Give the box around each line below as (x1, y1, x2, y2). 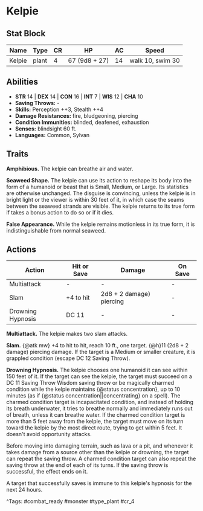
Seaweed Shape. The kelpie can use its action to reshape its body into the (6, 176, 192, 184)
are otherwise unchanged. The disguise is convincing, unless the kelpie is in (6, 189, 196, 197)
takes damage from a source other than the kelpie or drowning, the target (6, 449, 189, 456)
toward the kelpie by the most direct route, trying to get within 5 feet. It (6, 424, 182, 431)
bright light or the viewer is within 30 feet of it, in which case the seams (6, 196, 184, 203)
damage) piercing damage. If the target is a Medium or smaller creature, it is (6, 349, 196, 356)
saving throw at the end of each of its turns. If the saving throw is (6, 461, 169, 469)
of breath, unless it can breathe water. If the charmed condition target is (6, 411, 185, 419)
